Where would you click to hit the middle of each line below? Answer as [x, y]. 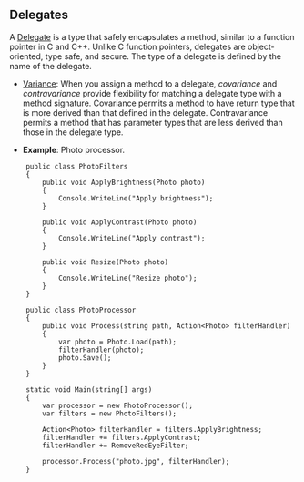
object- [261, 46]
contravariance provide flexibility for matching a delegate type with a [152, 93]
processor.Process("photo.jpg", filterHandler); [136, 461]
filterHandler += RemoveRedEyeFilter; [116, 446]
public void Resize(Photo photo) [106, 262]
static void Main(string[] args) [89, 390]
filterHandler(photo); [101, 350]
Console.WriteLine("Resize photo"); [127, 278]
